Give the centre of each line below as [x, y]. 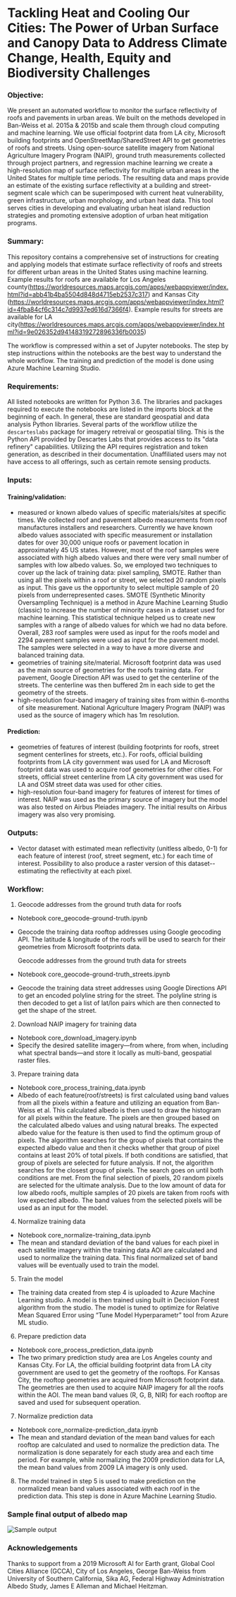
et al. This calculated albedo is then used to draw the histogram [129, 1110]
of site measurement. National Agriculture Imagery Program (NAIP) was [121, 708]
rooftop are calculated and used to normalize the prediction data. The [118, 1445]
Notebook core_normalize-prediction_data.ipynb [88, 1430]
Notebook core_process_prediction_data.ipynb [85, 1350]
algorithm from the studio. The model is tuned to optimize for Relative [118, 1307]
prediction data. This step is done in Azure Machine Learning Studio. [117, 1496]
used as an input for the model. [63, 1208]
